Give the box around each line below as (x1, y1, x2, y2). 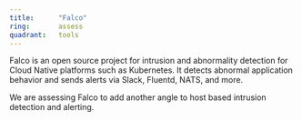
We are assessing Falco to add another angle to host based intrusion (9, 92, 267, 103)
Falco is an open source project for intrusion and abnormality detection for (9, 55, 288, 66)
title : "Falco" (9, 13, 88, 23)
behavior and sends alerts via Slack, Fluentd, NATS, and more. (9, 75, 244, 86)
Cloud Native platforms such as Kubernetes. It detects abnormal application (9, 65, 294, 76)
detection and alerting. (9, 102, 95, 113)
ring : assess (9, 22, 84, 31)
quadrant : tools (9, 30, 79, 39)
